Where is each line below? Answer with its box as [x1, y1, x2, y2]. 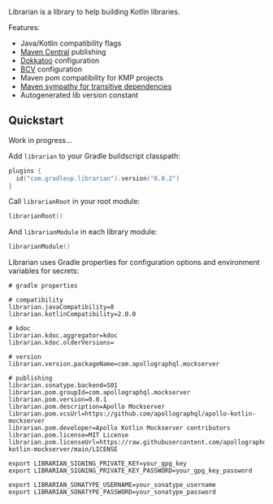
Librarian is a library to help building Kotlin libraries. [8, 7, 180, 16]
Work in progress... [8, 135, 72, 145]
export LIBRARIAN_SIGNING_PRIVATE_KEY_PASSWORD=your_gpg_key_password [8, 467, 253, 475]
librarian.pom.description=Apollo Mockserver [8, 402, 165, 411]
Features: [8, 23, 41, 32]
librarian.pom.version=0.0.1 [8, 396, 107, 404]
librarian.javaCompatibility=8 [8, 303, 115, 311]
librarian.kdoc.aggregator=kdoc [8, 332, 118, 340]
